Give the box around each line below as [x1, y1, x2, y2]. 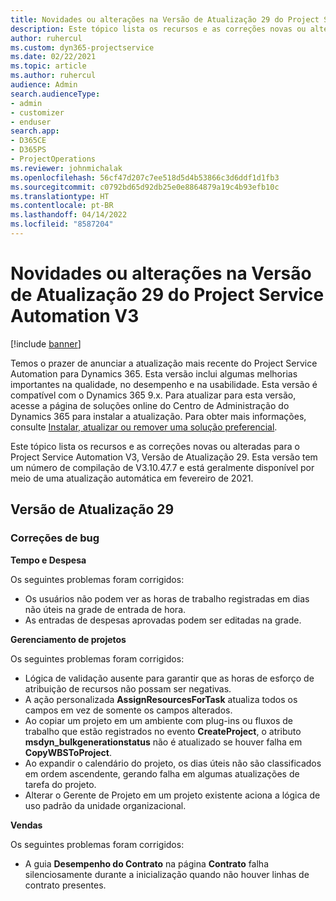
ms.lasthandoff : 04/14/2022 [10, 210, 128, 220]
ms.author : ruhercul [10, 71, 97, 81]
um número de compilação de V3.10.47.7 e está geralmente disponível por [10, 461, 315, 473]
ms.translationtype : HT [10, 191, 110, 201]
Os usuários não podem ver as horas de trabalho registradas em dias [24, 592, 310, 605]
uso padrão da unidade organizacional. [24, 799, 187, 811]
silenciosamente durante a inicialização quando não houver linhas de [24, 868, 310, 880]
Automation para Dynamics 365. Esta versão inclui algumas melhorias [10, 367, 298, 380]
